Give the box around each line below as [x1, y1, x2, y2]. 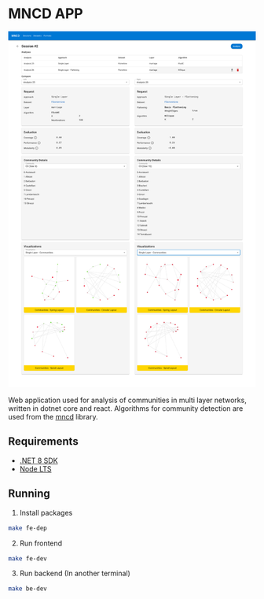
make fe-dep [8, 524, 47, 532]
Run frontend [19, 538, 63, 548]
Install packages [19, 508, 73, 517]
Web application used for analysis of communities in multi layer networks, [8, 395, 247, 405]
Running [8, 487, 51, 501]
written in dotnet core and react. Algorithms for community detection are [8, 404, 244, 413]
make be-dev [8, 585, 47, 593]
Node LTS [19, 464, 52, 473]
